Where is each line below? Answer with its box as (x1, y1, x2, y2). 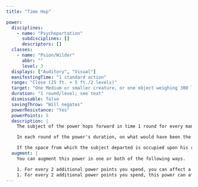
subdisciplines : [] (21, 36, 70, 42)
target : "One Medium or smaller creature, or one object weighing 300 (11, 85, 189, 91)
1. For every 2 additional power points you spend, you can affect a (16, 166, 192, 172)
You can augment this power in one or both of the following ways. (16, 156, 186, 162)
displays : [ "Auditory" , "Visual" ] (11, 68, 96, 74)
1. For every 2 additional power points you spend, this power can (16, 172, 186, 178)
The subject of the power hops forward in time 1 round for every (16, 123, 183, 130)
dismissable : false (11, 96, 60, 102)
